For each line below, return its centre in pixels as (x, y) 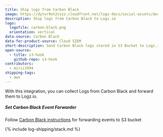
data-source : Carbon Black (32, 37)
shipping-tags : (20, 73)
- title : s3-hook (27, 55)
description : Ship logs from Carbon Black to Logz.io (61, 18)
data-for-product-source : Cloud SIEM (43, 41)
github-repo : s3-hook (35, 59)
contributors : (19, 64)
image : (12, 14)
